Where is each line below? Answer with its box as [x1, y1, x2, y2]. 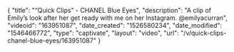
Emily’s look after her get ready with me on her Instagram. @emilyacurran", [7, 14, 228, 22]
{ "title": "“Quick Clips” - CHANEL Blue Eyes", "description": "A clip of [7, 6, 212, 14]
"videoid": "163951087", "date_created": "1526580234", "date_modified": [7, 21, 223, 29]
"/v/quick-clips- [180, 28, 227, 37]
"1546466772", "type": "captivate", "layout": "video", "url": [7, 28, 180, 37]
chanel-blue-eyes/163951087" [7, 36, 96, 45]
